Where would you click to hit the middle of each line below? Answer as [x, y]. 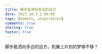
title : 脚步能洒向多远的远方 [31, 9]
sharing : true [19, 28]
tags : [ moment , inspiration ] [34, 18]
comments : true [20, 23]
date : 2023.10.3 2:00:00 [30, 14]
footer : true [18, 32]
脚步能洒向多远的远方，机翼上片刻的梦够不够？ [51, 46]
